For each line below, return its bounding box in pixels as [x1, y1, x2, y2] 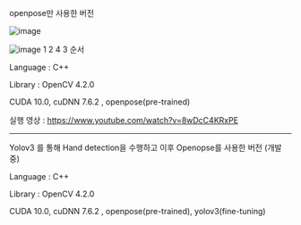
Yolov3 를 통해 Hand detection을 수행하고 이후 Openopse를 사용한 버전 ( [9, 142, 268, 153]
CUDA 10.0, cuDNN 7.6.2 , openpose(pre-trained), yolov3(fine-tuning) [9, 206, 266, 216]
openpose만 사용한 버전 [9, 8, 95, 18]
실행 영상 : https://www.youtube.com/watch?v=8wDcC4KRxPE [9, 115, 239, 125]
